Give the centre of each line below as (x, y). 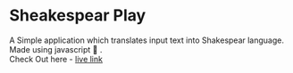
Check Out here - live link (56, 59)
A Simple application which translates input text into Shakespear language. (146, 40)
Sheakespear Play (78, 16)
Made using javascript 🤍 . (56, 49)
